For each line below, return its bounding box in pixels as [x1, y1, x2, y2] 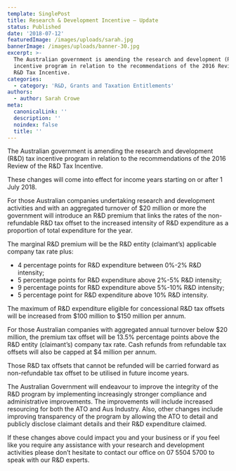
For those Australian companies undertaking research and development [7, 197, 215, 205]
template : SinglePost [7, 10, 71, 18]
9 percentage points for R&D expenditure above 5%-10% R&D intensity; [17, 284, 225, 292]
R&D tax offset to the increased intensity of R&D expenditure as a [40, 219, 229, 227]
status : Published [7, 23, 61, 30]
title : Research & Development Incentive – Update [7, 17, 159, 24]
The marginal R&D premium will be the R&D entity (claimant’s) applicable [7, 240, 216, 248]
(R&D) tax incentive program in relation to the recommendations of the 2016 [7, 154, 226, 163]
